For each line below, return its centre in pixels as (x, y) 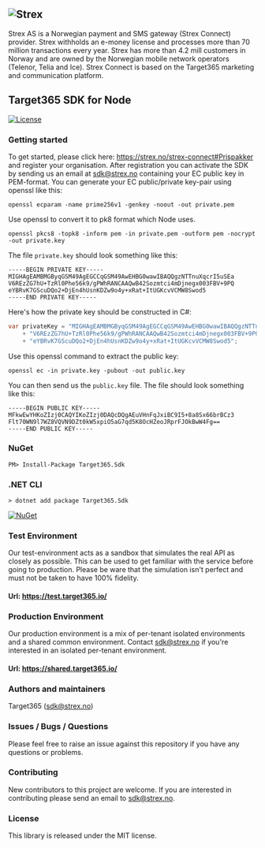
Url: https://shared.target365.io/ (63, 668)
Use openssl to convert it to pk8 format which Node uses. (102, 219)
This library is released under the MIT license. (82, 835)
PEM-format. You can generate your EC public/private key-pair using (120, 181)
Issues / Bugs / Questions (58, 727)
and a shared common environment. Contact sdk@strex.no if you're (118, 642)
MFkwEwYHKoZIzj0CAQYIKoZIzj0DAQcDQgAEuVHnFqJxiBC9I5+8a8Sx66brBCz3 (121, 415)
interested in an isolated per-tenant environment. (88, 650)
